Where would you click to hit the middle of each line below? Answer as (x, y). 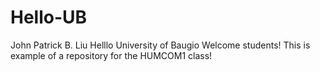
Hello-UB (49, 17)
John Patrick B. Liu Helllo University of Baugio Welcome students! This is (160, 45)
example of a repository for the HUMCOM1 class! (111, 55)
